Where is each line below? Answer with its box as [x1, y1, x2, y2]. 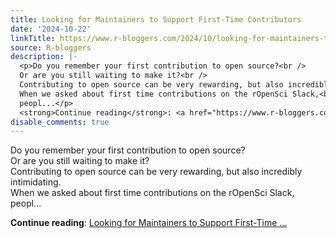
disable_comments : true [10, 117, 110, 127]
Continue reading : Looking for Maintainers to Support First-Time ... [10, 217, 288, 229]
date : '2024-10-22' [10, 24, 92, 34]
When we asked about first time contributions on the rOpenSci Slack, [10, 187, 295, 199]
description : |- [10, 52, 78, 62]
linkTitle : [10, 33, 56, 43]
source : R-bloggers [10, 42, 92, 53]
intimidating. [10, 176, 62, 188]
